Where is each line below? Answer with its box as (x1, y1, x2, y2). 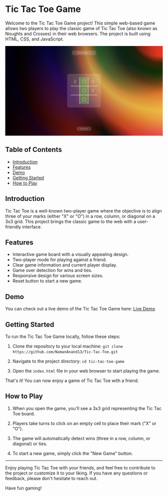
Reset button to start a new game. (12, 278, 82, 284)
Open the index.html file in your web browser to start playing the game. (12, 367, 160, 373)
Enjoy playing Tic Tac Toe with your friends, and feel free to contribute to (5, 464, 156, 470)
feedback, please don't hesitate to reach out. (5, 475, 98, 481)
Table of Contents (5, 145, 62, 154)
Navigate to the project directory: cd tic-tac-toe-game (12, 358, 125, 364)
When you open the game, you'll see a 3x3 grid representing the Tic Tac (12, 405, 161, 411)
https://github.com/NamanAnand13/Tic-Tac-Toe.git (12, 349, 118, 354)
